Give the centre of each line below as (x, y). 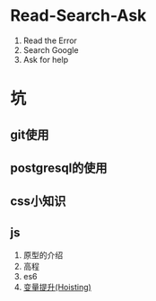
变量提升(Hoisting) (57, 288)
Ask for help (46, 59)
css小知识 (38, 202)
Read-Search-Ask (78, 16)
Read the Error (50, 40)
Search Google (51, 49)
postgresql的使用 (59, 168)
